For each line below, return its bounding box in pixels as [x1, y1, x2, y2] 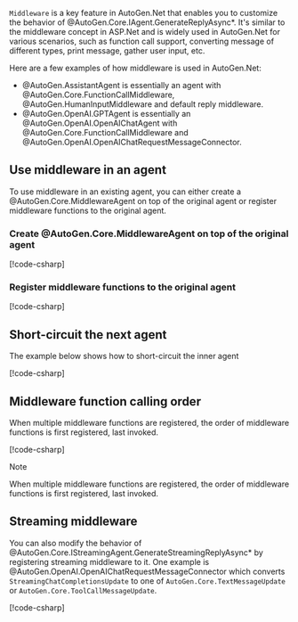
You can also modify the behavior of [9, 537, 142, 548]
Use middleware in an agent [9, 162, 167, 177]
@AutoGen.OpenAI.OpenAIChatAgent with [21, 118, 178, 128]
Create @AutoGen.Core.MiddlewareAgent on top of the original [9, 227, 289, 240]
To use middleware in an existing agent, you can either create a [9, 186, 242, 197]
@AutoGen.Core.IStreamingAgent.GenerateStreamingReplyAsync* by [9, 547, 264, 558]
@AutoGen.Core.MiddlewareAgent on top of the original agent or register [9, 195, 278, 206]
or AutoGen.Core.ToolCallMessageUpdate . [9, 585, 157, 595]
